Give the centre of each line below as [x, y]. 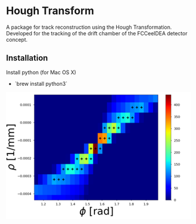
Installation [27, 58]
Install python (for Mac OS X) [41, 72]
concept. [17, 39]
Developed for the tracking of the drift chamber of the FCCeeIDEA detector [97, 33]
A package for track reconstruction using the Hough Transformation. [89, 27]
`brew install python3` [41, 83]
